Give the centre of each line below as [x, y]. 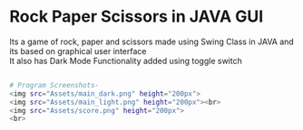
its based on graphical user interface [78, 51]
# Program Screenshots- [54, 85]
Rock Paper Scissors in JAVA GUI [137, 17]
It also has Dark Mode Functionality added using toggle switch [126, 60]
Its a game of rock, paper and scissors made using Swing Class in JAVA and [152, 42]
